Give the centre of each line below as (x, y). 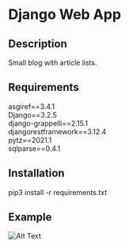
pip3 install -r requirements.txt (58, 192)
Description (38, 44)
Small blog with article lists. (53, 62)
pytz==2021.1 (30, 140)
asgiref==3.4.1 (32, 106)
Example (30, 218)
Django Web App (64, 15)
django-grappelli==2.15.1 (48, 123)
